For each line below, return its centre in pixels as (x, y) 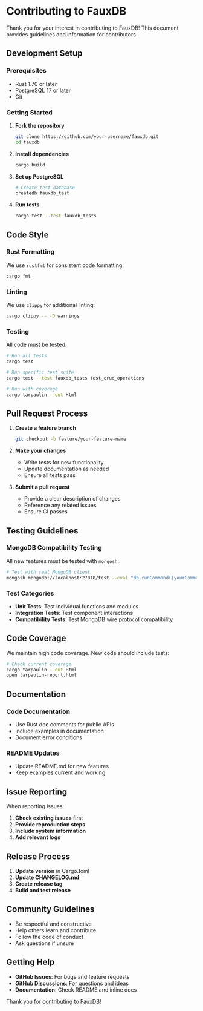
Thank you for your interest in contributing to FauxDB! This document (93, 28)
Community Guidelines (50, 909)
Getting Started (29, 112)
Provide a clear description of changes (72, 499)
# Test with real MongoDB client (48, 572)
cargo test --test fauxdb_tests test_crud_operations (76, 378)
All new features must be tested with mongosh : (63, 561)
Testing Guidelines (42, 531)
